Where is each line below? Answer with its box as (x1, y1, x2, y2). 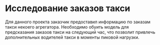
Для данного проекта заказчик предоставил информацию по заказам (5, 19, 151, 25)
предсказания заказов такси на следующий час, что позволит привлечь (5, 29, 156, 35)
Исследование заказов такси (5, 3, 130, 14)
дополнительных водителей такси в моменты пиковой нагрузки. (5, 34, 140, 40)
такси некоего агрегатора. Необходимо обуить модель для (5, 24, 129, 30)
